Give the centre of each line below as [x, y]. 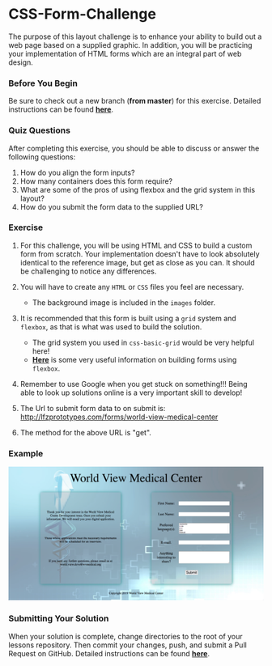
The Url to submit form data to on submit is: [93, 408]
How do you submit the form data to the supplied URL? [112, 206]
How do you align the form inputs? [77, 172]
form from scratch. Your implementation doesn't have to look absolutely [140, 254]
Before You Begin [43, 83]
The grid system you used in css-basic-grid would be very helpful [143, 342]
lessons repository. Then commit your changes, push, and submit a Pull [127, 645]
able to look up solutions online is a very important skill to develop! [131, 392]
